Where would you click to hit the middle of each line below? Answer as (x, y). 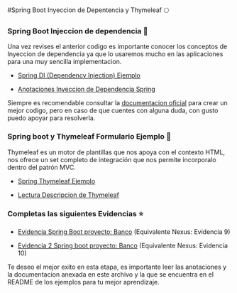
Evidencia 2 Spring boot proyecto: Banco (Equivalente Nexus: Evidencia (123, 245)
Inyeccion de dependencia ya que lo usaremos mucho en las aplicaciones (115, 54)
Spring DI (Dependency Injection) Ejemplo (79, 75)
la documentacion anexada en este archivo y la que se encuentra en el (111, 274)
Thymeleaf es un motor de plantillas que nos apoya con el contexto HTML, (116, 152)
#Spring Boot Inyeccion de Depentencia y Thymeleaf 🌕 (88, 10)
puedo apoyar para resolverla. (51, 118)
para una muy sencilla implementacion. (65, 62)
